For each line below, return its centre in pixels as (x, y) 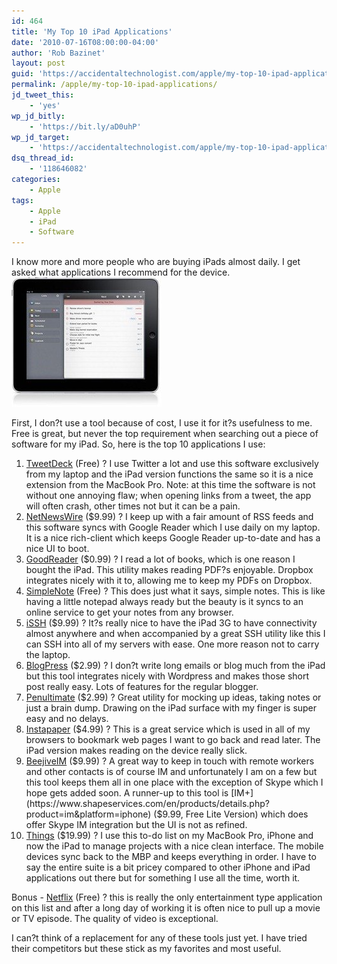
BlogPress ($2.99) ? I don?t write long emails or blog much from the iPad (175, 666)
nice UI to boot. (57, 549)
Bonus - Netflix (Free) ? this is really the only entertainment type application (167, 897)
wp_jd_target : (41, 137)
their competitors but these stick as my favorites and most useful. (146, 949)
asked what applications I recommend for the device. (121, 272)
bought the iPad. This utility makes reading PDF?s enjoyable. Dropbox (169, 570)
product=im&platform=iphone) (88, 814)
